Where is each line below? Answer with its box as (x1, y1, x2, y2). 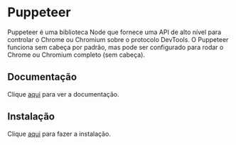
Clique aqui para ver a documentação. (7, 90, 119, 98)
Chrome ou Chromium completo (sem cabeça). (7, 50, 146, 59)
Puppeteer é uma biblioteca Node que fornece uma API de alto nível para (7, 28, 222, 36)
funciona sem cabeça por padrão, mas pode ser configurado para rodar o (7, 43, 224, 51)
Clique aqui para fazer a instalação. (7, 129, 112, 138)
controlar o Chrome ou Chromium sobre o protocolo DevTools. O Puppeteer (7, 35, 229, 43)
